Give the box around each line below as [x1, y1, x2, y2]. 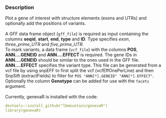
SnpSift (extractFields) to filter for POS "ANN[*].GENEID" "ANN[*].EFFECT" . [5, 73, 154, 79]
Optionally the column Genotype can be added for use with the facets [5, 78, 150, 84]
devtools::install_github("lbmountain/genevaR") [5, 103, 108, 109]
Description [5, 4, 34, 11]
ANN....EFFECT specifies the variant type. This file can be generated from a [5, 62, 162, 68]
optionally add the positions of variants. [5, 20, 86, 26]
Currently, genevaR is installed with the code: [5, 94, 98, 100]
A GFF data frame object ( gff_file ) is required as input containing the [5, 31, 149, 37]
